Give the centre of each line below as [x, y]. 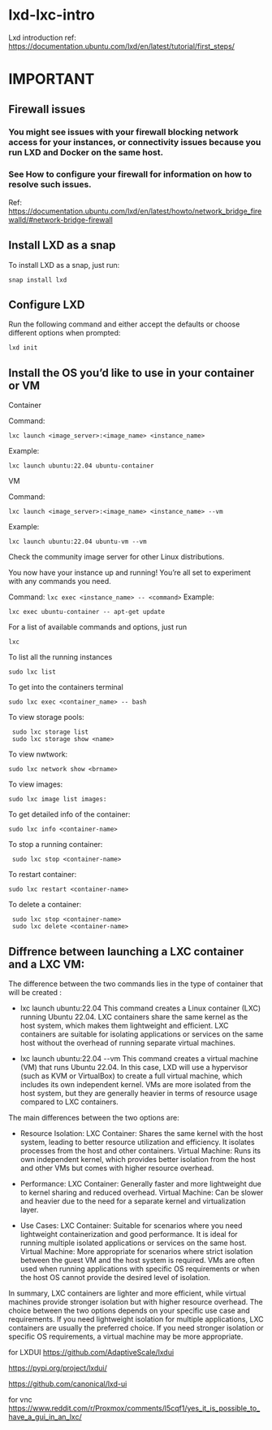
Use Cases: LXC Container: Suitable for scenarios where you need [131, 1225]
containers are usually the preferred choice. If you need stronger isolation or [136, 1327]
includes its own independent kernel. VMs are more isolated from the [136, 1084]
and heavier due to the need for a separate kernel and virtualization [133, 1201]
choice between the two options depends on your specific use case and [129, 1310]
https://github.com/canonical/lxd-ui [68, 1384]
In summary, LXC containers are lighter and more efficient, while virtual [127, 1293]
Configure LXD [47, 304]
